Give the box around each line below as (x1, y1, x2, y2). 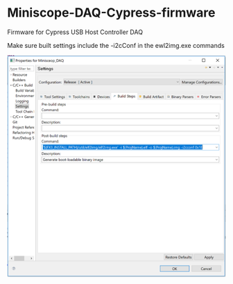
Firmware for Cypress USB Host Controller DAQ (7, 28, 144, 36)
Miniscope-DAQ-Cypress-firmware (7, 5, 216, 21)
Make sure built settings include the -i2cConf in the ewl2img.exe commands (7, 41, 225, 49)
